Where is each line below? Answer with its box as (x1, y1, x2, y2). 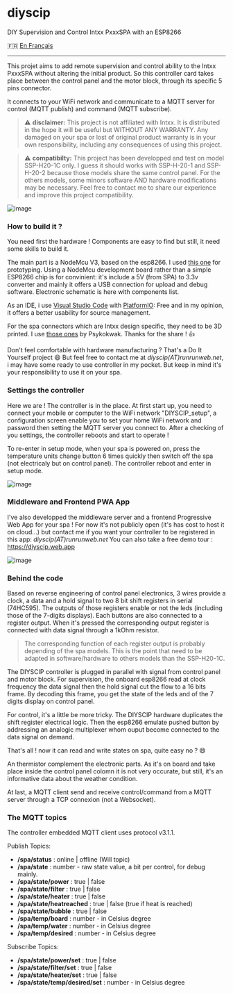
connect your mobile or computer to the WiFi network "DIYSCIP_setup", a (7, 409, 217, 417)
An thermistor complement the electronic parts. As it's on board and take (7, 760, 216, 769)
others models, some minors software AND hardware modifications (24, 176, 217, 184)
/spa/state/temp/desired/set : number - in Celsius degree (17, 978, 185, 987)
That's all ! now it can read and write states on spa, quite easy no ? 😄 (7, 746, 206, 755)
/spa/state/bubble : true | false (17, 907, 107, 915)
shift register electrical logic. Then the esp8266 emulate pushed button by (7, 718, 220, 727)
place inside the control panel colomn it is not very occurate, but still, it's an (7, 767, 223, 775)
